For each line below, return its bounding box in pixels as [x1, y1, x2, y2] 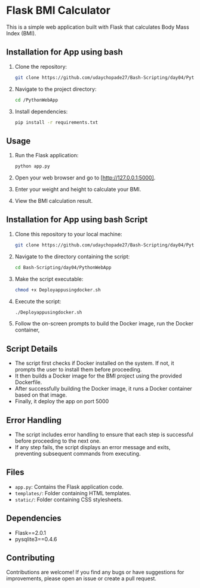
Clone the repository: [14, 63, 67, 70]
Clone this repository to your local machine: [14, 230, 122, 237]
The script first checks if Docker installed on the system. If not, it [14, 359, 174, 367]
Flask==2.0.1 [14, 529, 47, 536]
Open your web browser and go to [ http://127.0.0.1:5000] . [14, 174, 156, 181]
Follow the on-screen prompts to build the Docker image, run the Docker [14, 320, 194, 327]
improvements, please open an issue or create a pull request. [6, 575, 157, 582]
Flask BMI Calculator [6, 4, 110, 17]
